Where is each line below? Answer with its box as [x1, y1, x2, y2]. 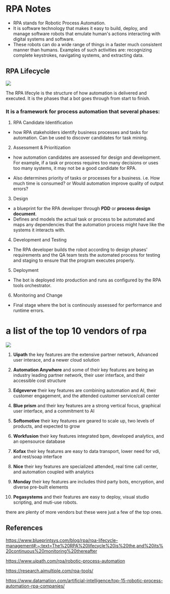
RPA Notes [6, 3, 51, 15]
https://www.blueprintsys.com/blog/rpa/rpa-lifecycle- [6, 537, 118, 543]
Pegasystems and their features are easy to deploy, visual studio [13, 494, 149, 500]
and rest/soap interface [13, 453, 62, 460]
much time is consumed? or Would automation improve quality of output [13, 181, 164, 187]
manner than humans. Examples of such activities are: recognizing [13, 47, 152, 53]
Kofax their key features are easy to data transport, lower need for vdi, [13, 448, 160, 454]
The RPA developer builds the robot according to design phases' [13, 247, 148, 253]
